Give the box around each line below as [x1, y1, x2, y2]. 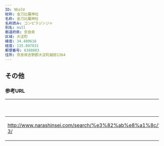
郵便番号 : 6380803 [5, 48, 40, 53]
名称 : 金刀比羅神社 [5, 16, 39, 21]
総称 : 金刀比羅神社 [5, 12, 39, 17]
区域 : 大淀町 [5, 35, 28, 39]
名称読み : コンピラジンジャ [5, 20, 53, 26]
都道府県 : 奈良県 [5, 30, 35, 35]
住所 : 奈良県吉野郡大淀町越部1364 [5, 52, 66, 57]
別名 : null [5, 25, 26, 30]
